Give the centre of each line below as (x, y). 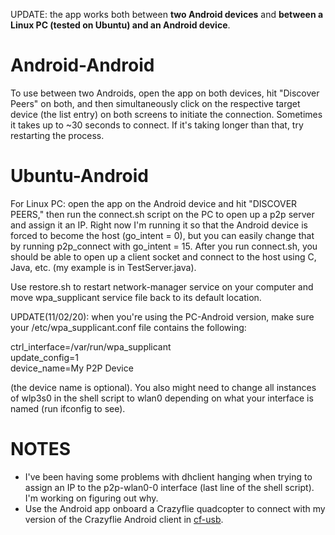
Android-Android (82, 65)
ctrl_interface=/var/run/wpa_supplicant (91, 346)
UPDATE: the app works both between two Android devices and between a (167, 14)
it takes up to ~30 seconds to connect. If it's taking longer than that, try (157, 125)
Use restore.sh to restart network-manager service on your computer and (162, 286)
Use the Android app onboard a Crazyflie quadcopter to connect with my (175, 508)
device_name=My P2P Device (72, 368)
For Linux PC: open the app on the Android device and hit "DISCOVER (154, 203)
